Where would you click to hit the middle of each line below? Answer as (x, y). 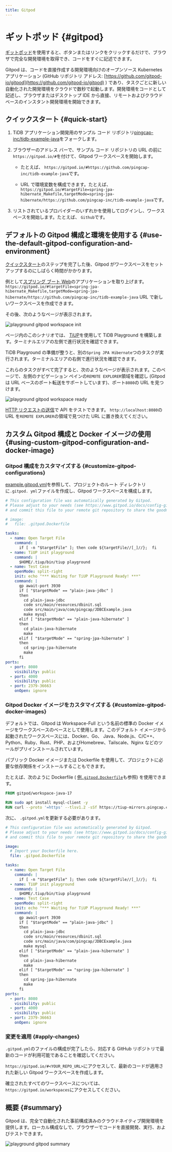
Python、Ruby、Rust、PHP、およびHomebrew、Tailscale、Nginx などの (82, 743)
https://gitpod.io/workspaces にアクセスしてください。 (64, 1090)
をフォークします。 (79, 139)
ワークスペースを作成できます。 (43, 304)
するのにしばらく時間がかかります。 (57, 271)
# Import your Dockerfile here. (45, 851)
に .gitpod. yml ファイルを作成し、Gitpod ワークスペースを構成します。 (80, 491)
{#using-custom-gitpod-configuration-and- (77, 442)
